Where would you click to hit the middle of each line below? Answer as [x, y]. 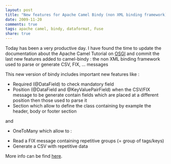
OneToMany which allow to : [42, 131]
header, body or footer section [45, 111]
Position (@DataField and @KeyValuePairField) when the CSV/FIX [81, 89]
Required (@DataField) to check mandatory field [63, 84]
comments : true [21, 24]
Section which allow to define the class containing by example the [82, 106]
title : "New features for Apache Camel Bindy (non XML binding [74, 15]
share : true [18, 34]
